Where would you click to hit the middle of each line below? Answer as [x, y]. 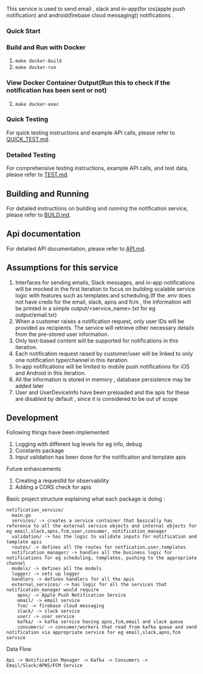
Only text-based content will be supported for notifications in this [97, 341]
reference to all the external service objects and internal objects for [102, 526]
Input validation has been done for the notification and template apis [101, 457]
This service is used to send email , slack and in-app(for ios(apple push [96, 9]
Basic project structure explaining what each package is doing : [86, 499]
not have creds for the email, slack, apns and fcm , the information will [103, 302]
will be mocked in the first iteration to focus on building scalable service [105, 289]
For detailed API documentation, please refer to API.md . [76, 248]
